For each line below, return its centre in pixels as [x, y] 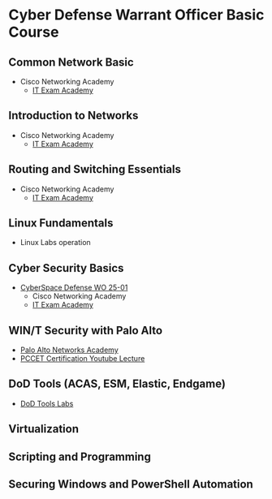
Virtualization [44, 429]
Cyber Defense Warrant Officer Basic [136, 15]
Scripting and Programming [80, 456]
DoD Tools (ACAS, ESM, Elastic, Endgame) [117, 384]
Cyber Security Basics [66, 268]
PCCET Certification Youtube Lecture [82, 359]
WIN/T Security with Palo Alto [86, 330]
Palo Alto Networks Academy [69, 350]
